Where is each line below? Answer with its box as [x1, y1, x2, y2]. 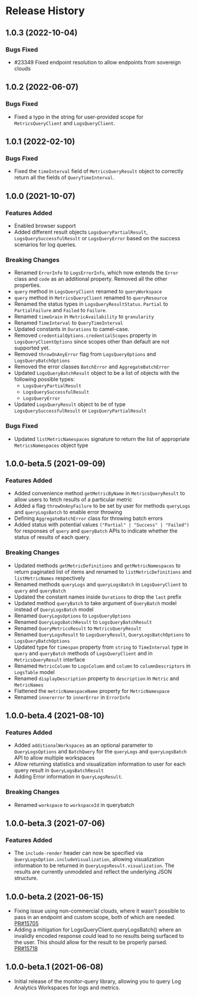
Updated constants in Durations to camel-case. [14, 326, 130, 333]
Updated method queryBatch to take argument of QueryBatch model [14, 599, 177, 606]
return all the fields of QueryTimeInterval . [14, 174, 114, 181]
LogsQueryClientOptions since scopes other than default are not [14, 338, 169, 345]
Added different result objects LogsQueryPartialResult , [14, 228, 148, 236]
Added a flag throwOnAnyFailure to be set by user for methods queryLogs [14, 502, 191, 509]
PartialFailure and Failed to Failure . [14, 307, 107, 314]
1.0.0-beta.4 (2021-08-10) [5, 710, 104, 721]
